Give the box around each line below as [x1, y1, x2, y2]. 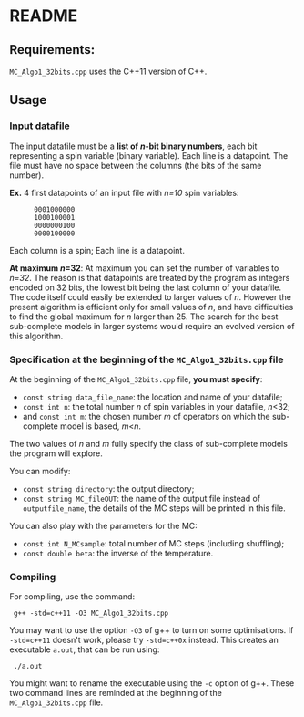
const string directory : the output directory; [22, 483, 195, 494]
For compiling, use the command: [9, 591, 135, 602]
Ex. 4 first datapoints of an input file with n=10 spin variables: [9, 187, 239, 198]
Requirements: [9, 42, 96, 57]
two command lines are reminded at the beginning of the [9, 688, 223, 699]
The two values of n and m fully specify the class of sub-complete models [9, 438, 289, 449]
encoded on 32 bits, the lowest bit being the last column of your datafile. [9, 282, 282, 293]
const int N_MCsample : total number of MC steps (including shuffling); [22, 537, 285, 548]
